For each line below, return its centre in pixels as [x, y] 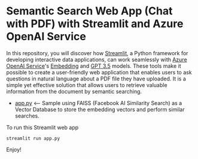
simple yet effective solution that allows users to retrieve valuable [87, 85]
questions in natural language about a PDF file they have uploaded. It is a [96, 79]
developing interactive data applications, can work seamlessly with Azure [97, 59]
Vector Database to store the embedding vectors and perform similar [100, 109]
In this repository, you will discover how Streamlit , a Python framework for [97, 53]
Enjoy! [14, 149]
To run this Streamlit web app [42, 127]
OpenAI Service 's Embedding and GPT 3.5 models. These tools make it [94, 66]
